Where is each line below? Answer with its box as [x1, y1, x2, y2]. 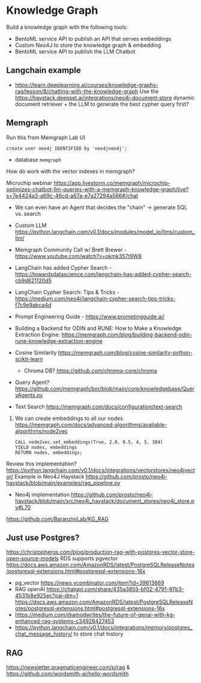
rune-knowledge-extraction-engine [14, 337, 103, 344]
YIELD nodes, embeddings [14, 444, 77, 451]
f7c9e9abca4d [14, 301, 52, 308]
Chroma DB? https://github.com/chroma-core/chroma [23, 367, 157, 374]
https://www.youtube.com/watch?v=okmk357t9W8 [14, 252, 142, 260]
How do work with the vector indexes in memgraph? [6, 168, 135, 175]
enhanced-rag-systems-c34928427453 [14, 618, 115, 625]
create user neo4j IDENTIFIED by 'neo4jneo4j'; [6, 145, 128, 151]
